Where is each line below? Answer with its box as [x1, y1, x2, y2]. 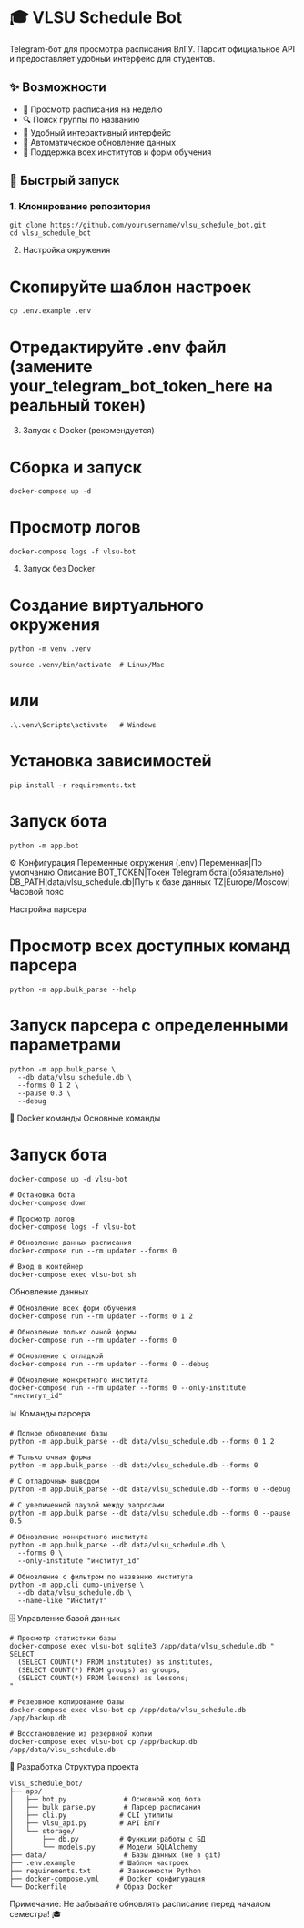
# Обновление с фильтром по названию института [9, 1572, 194, 1581]
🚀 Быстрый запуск [9, 173, 120, 188]
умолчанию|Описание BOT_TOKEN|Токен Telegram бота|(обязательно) [9, 867, 285, 878]
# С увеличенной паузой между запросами [9, 1500, 166, 1509]
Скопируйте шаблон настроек [9, 277, 252, 297]
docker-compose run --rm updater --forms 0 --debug [9, 1359, 209, 1368]
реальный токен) [9, 395, 147, 415]
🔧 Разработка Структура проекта [9, 1761, 139, 1771]
